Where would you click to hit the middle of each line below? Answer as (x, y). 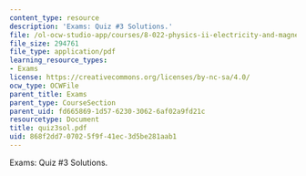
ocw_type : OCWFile (44, 86)
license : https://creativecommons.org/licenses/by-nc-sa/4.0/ (130, 78)
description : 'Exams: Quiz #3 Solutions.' (91, 26)
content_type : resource (55, 18)
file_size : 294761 (44, 43)
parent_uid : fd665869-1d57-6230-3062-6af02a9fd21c (107, 111)
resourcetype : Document (55, 119)
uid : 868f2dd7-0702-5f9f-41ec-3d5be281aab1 (93, 137)
